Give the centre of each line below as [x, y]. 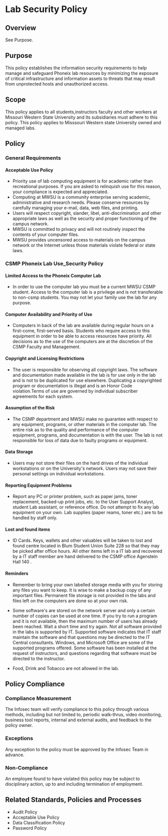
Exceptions [19, 738]
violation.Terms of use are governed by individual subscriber [75, 391]
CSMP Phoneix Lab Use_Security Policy [54, 264]
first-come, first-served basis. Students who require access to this [81, 331]
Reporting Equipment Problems [39, 485]
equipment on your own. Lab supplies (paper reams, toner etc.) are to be [88, 513]
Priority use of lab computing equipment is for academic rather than [82, 181]
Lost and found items [28, 529]
